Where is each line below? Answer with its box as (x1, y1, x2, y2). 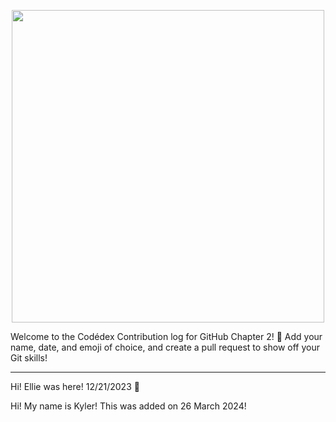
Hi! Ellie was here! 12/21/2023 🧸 (10, 381, 140, 392)
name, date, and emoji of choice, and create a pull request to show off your (10, 341, 320, 353)
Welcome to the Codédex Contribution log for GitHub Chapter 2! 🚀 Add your (10, 331, 323, 342)
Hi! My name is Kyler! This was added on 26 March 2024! (10, 400, 247, 412)
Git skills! (10, 352, 48, 364)
